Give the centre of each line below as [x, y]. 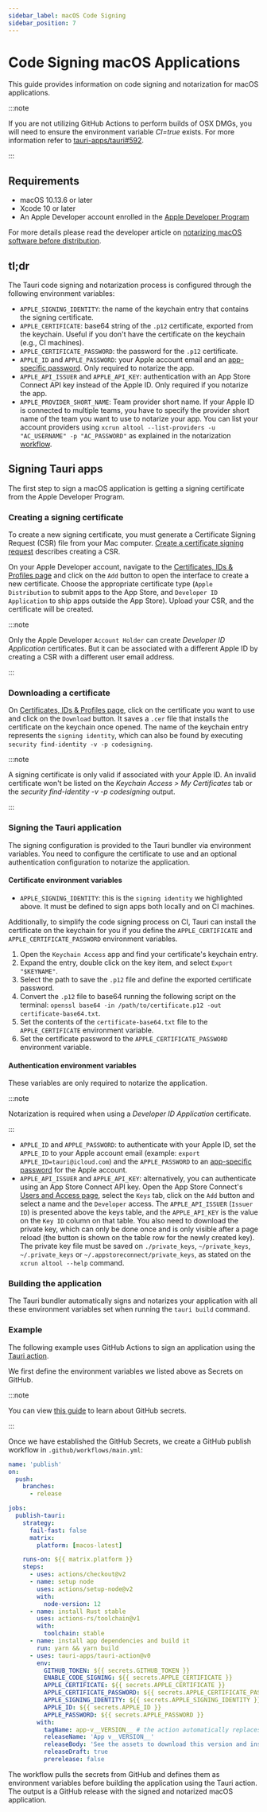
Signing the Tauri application [65, 828]
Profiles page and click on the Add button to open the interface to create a [128, 575]
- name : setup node [61, 1582]
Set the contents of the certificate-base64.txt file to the [114, 1021]
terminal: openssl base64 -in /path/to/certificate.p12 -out [120, 1005]
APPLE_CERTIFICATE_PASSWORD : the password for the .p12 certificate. [129, 352]
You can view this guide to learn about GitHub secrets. [97, 1410]
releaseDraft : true [76, 1752]
